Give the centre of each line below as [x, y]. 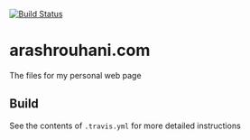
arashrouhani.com [80, 51]
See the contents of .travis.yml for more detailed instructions [125, 126]
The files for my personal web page [75, 75]
